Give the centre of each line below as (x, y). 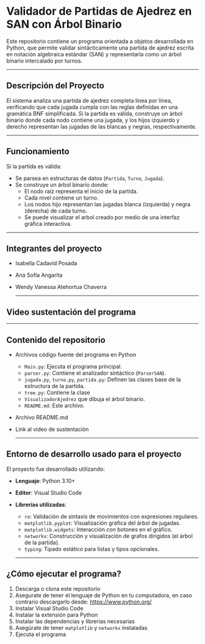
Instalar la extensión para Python (56, 615)
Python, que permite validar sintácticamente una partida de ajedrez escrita (100, 48)
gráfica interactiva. (48, 223)
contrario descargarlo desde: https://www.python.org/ (83, 602)
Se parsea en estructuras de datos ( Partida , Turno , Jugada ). (90, 178)
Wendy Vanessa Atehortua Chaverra (61, 287)
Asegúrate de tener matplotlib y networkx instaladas (81, 627)
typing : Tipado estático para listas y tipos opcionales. (92, 549)
